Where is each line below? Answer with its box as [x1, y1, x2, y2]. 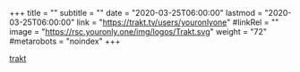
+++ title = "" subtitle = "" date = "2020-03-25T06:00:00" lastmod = [9, 8, 263, 18]
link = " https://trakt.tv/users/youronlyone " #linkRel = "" [76, 17, 279, 28]
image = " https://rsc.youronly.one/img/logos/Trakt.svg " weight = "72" [9, 27, 267, 36]
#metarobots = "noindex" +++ [9, 36, 121, 46]
